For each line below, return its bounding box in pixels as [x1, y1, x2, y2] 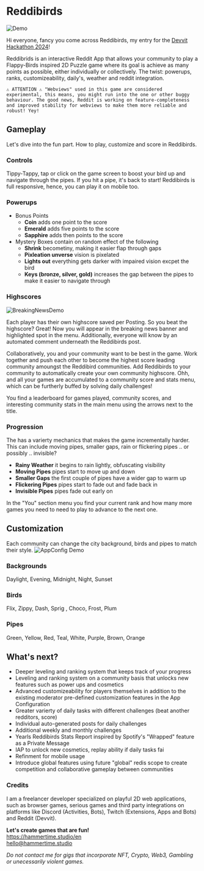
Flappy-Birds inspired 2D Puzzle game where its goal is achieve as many [6, 61, 189, 69]
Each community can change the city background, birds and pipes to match [6, 539, 197, 547]
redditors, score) [15, 713, 57, 721]
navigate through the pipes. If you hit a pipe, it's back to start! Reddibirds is [6, 177, 195, 184]
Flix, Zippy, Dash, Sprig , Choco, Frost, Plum [6, 605, 117, 612]
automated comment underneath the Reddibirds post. [6, 338, 142, 345]
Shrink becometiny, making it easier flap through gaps [24, 245, 162, 252]
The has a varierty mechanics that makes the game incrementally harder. [6, 436, 191, 444]
